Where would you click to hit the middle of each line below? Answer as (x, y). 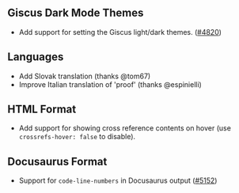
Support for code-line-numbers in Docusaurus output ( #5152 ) (118, 180)
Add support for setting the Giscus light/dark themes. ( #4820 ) (120, 32)
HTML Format (42, 110)
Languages (36, 57)
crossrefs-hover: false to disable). (77, 137)
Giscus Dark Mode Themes (76, 13)
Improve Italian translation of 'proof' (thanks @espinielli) (110, 84)
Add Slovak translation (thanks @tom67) (85, 76)
